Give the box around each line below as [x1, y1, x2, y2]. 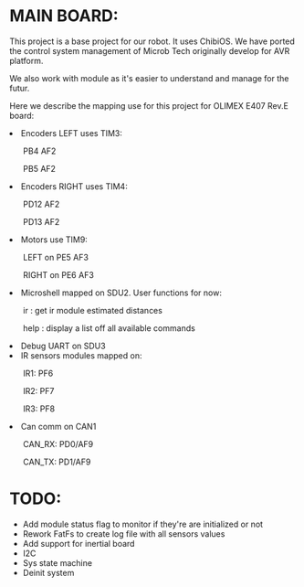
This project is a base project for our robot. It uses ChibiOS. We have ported [9, 36, 295, 47]
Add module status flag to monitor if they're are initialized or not [22, 518, 263, 529]
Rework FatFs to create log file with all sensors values [22, 528, 225, 539]
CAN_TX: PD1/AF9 [22, 456, 91, 467]
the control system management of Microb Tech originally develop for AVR [9, 45, 290, 56]
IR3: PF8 [22, 403, 56, 414]
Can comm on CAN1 [21, 421, 97, 432]
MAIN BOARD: [9, 5, 119, 27]
